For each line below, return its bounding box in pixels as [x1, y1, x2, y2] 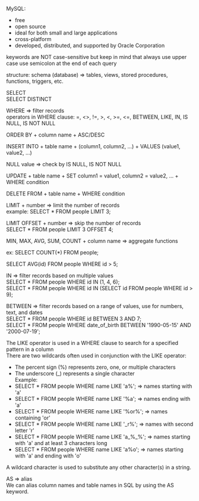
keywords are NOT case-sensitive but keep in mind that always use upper [6, 54, 187, 60]
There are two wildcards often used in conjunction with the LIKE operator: [6, 352, 187, 359]
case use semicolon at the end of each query [6, 60, 117, 67]
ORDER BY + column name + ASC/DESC [6, 131, 105, 138]
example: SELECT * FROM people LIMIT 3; [6, 208, 111, 215]
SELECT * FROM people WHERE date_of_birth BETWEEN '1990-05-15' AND [6, 322, 191, 328]
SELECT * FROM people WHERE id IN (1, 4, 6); [6, 278, 120, 285]
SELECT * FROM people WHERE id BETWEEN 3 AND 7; [6, 315, 141, 322]
